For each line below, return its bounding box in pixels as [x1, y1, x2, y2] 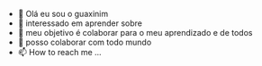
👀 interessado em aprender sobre [17, 18, 142, 29]
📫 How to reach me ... [17, 47, 102, 57]
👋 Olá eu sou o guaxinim [17, 9, 109, 19]
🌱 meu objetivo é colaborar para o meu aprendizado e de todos [17, 28, 253, 37]
